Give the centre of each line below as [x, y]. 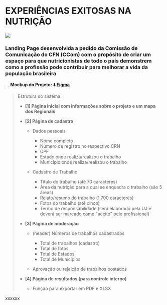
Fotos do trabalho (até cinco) [70, 203]
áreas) [47, 193]
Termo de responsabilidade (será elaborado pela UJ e [96, 209]
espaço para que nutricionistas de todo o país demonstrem [78, 60]
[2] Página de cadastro [49, 121]
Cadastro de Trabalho [55, 172]
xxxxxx [13, 298]
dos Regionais [40, 111]
